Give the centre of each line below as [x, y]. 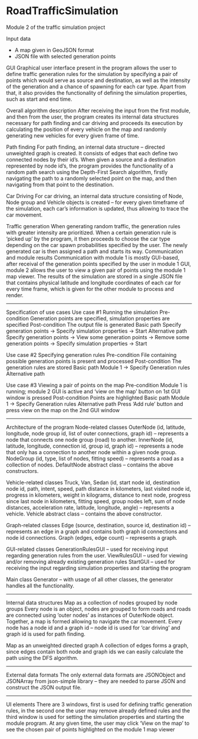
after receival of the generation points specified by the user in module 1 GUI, [99, 264]
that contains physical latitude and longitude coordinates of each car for [94, 283]
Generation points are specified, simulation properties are [100, 318]
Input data [19, 38]
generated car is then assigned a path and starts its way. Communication [95, 251]
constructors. [22, 471]
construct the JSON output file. [44, 687]
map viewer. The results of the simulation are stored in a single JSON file [94, 276]
